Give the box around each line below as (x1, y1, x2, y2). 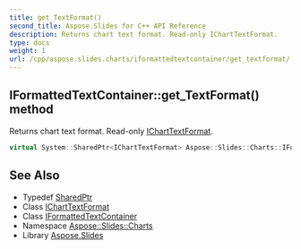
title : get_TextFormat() (9, 13, 102, 22)
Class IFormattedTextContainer (21, 210, 138, 221)
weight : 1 (9, 47, 47, 56)
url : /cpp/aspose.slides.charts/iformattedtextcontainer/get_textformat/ (9, 55, 291, 64)
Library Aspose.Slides (21, 229, 104, 240)
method (9, 102, 54, 117)
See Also (9, 167, 60, 184)
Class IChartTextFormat (21, 201, 110, 211)
